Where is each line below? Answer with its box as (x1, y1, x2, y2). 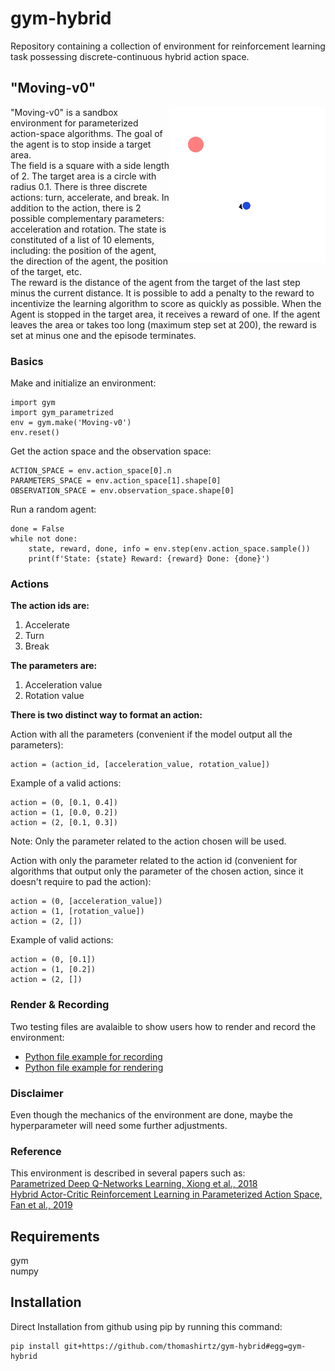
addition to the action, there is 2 (10, 202, 142, 214)
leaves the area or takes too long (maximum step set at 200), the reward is (10, 318, 317, 331)
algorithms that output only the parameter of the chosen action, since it (10, 865, 304, 877)
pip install (10, 1341, 60, 1351)
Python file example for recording (24, 1050, 163, 1062)
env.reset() (10, 428, 60, 438)
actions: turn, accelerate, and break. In (10, 191, 170, 203)
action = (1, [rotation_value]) (10, 907, 145, 917)
